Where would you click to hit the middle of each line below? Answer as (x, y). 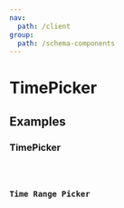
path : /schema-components (67, 43)
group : (22, 35)
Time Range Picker (50, 193)
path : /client (44, 26)
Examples (38, 121)
